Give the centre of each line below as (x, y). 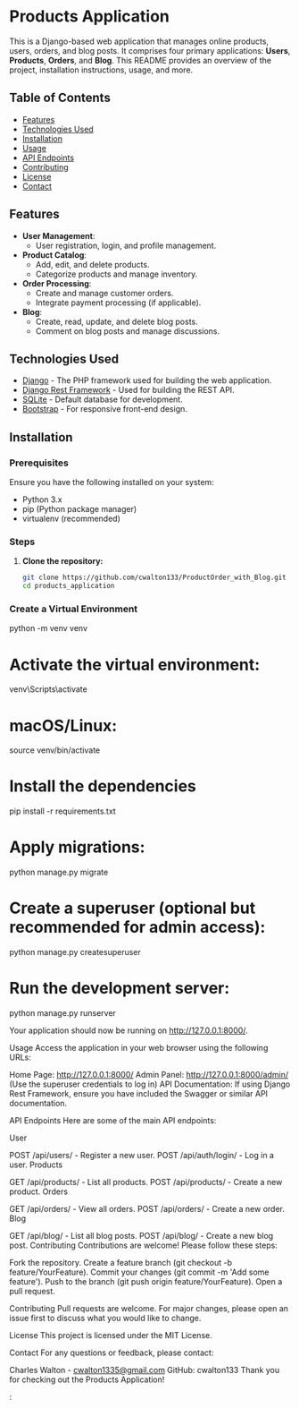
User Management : (58, 235)
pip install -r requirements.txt (62, 811)
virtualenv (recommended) (71, 519)
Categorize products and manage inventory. (116, 274)
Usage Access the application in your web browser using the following (139, 1048)
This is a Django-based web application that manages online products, (139, 41)
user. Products (36, 1165)
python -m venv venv (48, 628)
